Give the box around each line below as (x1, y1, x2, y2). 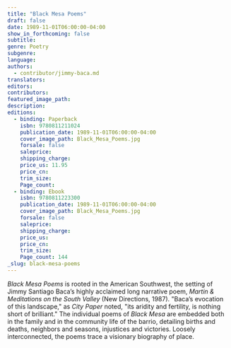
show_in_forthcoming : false (7, 30, 90, 37)
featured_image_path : (7, 96, 71, 103)
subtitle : (7, 37, 37, 44)
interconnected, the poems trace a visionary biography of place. (7, 332, 194, 340)
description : (7, 103, 46, 110)
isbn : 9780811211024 (20, 122, 81, 129)
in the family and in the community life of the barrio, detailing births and (7, 317, 215, 325)
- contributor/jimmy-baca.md (13, 69, 100, 76)
